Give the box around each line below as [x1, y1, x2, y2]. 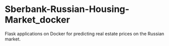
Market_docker [5, 14, 71, 25]
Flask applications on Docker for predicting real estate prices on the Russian [5, 30, 164, 36]
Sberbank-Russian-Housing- [5, 3, 130, 15]
